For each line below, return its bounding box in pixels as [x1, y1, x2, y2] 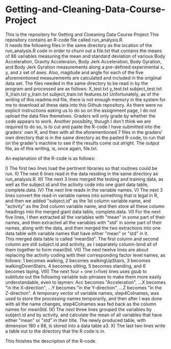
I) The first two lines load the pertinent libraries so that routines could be [5, 165, 157, 171]
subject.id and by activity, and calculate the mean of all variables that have [5, 312, 162, 318]
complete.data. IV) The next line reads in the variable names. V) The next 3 [5, 187, 163, 193]
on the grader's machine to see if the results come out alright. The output [5, 139, 160, 146]
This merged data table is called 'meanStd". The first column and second [5, 236, 159, 242]
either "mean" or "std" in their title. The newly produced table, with [5, 317, 146, 323]
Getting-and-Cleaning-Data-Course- [5, 4, 166, 15]
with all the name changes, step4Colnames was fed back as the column [5, 300, 157, 307]
